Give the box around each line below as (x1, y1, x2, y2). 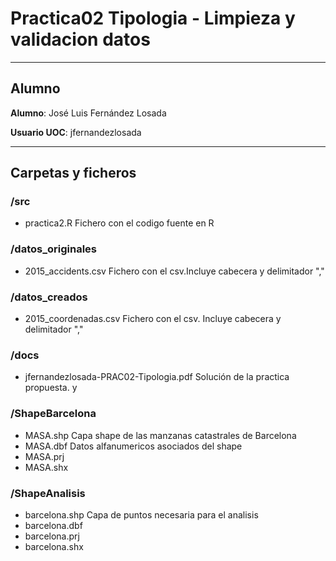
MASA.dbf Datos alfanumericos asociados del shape (24, 440, 243, 452)
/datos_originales (10, 242, 97, 256)
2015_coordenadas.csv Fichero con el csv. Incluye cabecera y (24, 313, 282, 325)
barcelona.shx (24, 540, 84, 552)
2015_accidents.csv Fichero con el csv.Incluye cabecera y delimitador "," (24, 265, 325, 277)
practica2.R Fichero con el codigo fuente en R (24, 217, 215, 229)
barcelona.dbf (24, 519, 83, 531)
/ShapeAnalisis (10, 486, 86, 500)
